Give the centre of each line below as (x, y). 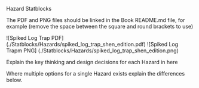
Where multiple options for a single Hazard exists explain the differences (96, 73)
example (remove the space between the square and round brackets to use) (100, 26)
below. (14, 80)
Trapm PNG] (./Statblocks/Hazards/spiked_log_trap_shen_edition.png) (93, 51)
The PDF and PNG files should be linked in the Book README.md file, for (96, 20)
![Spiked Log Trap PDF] (35, 38)
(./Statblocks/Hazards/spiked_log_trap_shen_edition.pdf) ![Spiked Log (92, 44)
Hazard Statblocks (29, 9)
